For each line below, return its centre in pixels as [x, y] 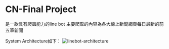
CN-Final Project [41, 9]
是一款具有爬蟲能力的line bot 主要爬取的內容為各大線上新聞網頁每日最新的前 [85, 24]
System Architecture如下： [33, 41]
